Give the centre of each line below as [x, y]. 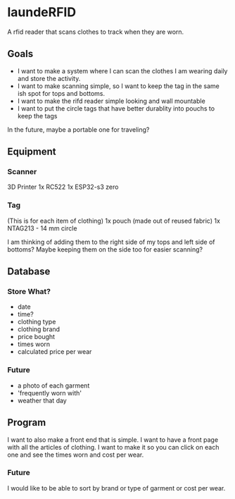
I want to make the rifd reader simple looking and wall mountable [111, 101]
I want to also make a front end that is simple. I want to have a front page [113, 439]
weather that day [42, 400]
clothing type [37, 322]
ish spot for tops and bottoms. [61, 93]
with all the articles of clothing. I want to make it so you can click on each [113, 447]
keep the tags [37, 116]
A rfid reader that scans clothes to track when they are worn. [96, 32]
